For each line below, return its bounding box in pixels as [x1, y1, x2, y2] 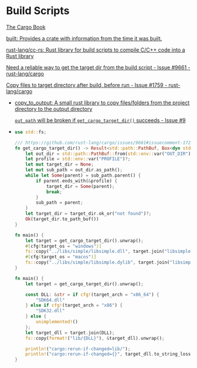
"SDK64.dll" [36, 297, 65, 303]
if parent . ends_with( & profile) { [36, 178, 118, 184]
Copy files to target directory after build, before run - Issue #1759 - [6, 81, 168, 89]
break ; [46, 189, 63, 195]
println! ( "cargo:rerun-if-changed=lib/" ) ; [25, 346, 131, 352]
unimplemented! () [36, 319, 78, 325]
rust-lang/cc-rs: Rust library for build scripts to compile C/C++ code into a [6, 46, 186, 53]
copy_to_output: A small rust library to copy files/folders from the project [14, 99, 190, 106]
